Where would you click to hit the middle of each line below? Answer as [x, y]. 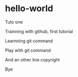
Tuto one [14, 22]
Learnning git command [29, 41]
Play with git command [28, 50]
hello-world [29, 9]
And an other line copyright [32, 59]
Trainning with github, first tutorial [39, 31]
